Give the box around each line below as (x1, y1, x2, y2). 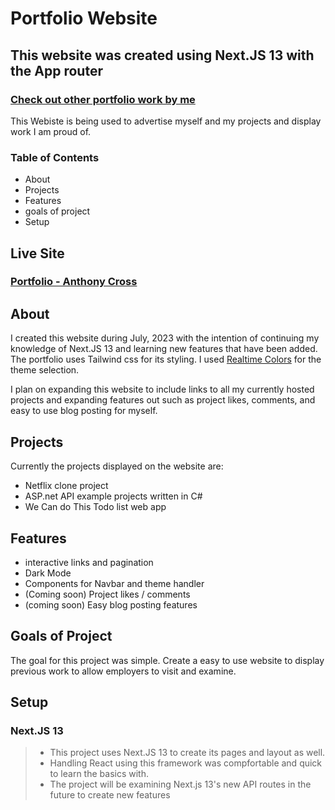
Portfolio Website (10, 7, 158, 30)
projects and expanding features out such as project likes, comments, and (10, 394, 316, 406)
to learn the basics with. (49, 768, 149, 780)
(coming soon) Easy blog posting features (24, 598, 198, 611)
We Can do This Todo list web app (24, 501, 167, 513)
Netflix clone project (24, 480, 109, 492)
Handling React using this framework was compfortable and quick (49, 757, 323, 769)
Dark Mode (24, 567, 72, 579)
